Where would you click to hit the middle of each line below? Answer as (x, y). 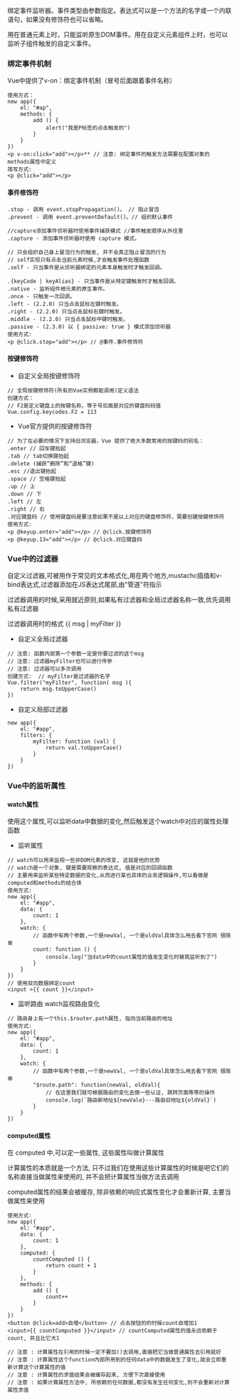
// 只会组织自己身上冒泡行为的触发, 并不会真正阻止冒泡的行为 (87, 252)
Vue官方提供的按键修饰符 (55, 426)
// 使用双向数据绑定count (42, 983)
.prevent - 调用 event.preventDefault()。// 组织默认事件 (90, 217)
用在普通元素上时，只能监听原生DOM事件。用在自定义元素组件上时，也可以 (118, 35)
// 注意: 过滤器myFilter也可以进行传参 (60, 661)
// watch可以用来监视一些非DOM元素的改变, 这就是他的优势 (84, 861)
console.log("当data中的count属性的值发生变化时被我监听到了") (131, 957)
